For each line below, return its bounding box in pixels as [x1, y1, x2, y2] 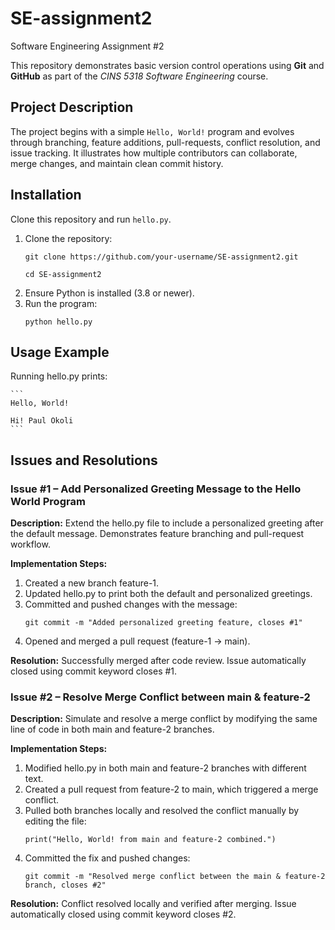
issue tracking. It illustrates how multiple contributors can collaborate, [10, 147, 298, 159]
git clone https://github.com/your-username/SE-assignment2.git [24, 252, 299, 262]
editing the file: [24, 815, 87, 827]
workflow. [10, 538, 51, 551]
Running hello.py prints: [10, 370, 108, 382]
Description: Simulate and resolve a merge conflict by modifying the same [10, 713, 318, 725]
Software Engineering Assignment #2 [10, 40, 165, 52]
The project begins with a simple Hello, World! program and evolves [10, 125, 295, 137]
